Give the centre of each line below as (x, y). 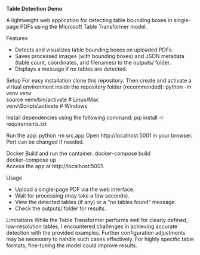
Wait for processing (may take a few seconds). (72, 196)
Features (17, 38)
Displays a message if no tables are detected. (71, 69)
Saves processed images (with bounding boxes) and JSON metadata (100, 56)
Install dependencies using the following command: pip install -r (85, 117)
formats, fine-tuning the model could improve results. (72, 245)
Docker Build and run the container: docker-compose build (79, 153)
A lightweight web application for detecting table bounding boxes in (89, 20)
